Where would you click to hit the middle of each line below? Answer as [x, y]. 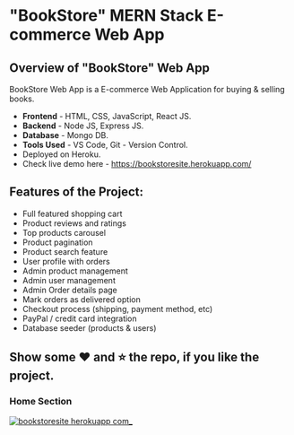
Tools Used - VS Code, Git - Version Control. [105, 145]
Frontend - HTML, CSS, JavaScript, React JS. [107, 116]
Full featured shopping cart [72, 213]
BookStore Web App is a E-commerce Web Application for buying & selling [147, 89]
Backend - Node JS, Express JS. [83, 126]
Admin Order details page [70, 290]
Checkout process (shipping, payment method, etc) [117, 309]
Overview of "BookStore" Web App [110, 68]
